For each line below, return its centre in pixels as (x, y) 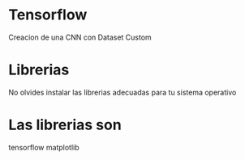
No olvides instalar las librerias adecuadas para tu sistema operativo (122, 92)
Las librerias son (65, 125)
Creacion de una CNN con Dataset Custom (80, 37)
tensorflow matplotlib (44, 147)
